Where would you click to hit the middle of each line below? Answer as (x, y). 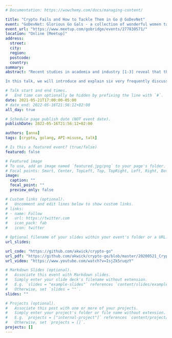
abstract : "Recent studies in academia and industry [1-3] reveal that (83, 72)
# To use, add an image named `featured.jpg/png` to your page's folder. (86, 166)
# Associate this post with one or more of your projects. (72, 308)
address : (15, 39)
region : (18, 53)
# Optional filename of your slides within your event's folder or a (81, 237)
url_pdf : (15, 256)
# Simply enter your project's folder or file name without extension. (86, 313)
